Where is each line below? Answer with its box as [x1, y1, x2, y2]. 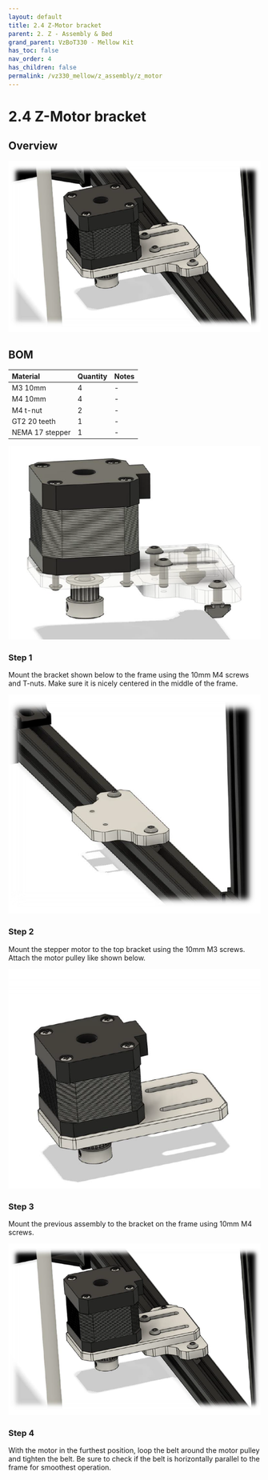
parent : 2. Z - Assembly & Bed [8, 30, 113, 38]
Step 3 [8, 1201, 34, 1212]
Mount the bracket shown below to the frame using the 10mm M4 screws [8, 670, 250, 680]
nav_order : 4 [8, 55, 52, 63]
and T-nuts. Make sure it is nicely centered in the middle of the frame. [8, 678, 238, 688]
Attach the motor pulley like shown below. [8, 953, 146, 962]
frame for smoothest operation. [8, 1462, 112, 1472]
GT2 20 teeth [11, 416, 56, 426]
